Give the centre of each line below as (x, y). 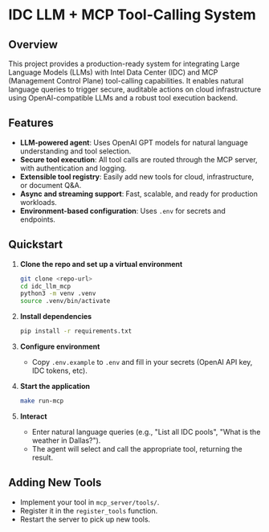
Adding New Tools (55, 483)
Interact (33, 416)
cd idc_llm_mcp (45, 286)
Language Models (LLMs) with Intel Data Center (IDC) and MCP (113, 72)
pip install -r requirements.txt (76, 331)
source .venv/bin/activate (65, 301)
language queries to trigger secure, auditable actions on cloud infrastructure (135, 89)
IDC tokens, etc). (60, 370)
